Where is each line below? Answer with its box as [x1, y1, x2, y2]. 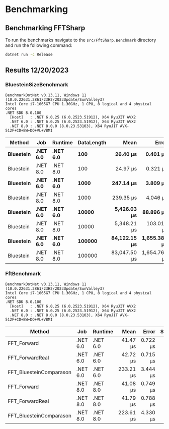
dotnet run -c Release [5, 52, 53, 57]
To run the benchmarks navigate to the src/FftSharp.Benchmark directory [5, 37, 156, 43]
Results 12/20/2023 [5, 66, 69, 75]
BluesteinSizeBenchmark [5, 81, 68, 88]
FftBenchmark [5, 270, 41, 277]
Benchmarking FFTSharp [5, 24, 86, 32]
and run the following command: [5, 42, 72, 48]
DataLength [77, 139, 107, 146]
